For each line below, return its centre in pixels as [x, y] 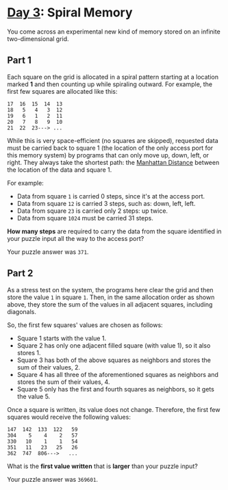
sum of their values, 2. [49, 367]
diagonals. [22, 311]
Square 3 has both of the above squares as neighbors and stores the [114, 360]
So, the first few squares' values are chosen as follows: [85, 325]
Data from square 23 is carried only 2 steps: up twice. [92, 211]
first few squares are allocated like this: [62, 91]
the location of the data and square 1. [60, 170]
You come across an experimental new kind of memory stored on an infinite [114, 31]
